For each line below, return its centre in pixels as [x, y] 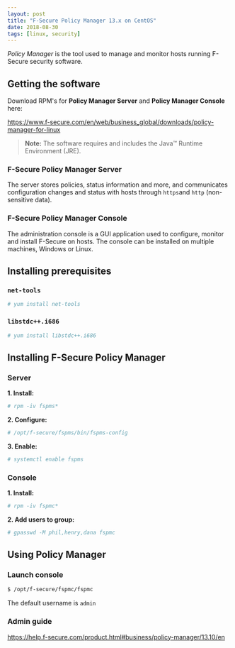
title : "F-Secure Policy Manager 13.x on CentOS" [82, 21]
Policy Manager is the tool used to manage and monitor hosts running [109, 54]
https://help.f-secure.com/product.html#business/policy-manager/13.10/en [116, 637]
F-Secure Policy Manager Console [67, 219]
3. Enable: [22, 446]
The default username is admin [52, 603]
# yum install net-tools [44, 304]
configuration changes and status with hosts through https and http [106, 192]
